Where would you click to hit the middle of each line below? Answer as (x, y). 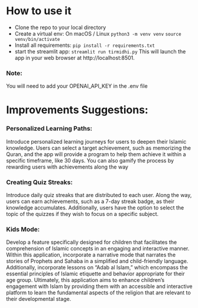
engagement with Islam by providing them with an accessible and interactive (99, 287)
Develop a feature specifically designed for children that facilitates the (92, 242)
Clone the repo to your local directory (60, 27)
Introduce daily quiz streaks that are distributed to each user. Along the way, (99, 195)
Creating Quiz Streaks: (39, 182)
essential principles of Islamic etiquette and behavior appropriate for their (95, 274)
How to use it (39, 11)
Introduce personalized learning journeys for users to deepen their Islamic (96, 141)
